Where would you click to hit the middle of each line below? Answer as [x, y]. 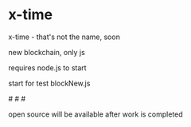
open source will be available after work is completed [95, 114]
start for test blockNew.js [49, 83]
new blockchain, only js [47, 52]
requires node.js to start [47, 67]
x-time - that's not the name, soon [64, 37]
